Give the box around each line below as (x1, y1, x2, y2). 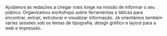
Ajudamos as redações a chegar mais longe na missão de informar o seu (5, 4, 155, 10)
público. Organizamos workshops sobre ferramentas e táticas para (5, 9, 143, 15)
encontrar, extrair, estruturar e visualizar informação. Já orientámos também (5, 15, 162, 20)
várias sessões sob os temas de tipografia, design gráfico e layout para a (5, 20, 156, 26)
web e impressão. (5, 25, 42, 31)
